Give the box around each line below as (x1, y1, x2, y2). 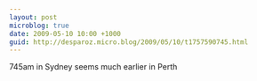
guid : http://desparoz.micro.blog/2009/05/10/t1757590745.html (9, 37, 249, 47)
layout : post (9, 12, 58, 22)
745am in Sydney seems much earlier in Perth (9, 62, 178, 72)
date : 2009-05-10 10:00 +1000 (9, 29, 122, 38)
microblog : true (9, 21, 69, 30)
